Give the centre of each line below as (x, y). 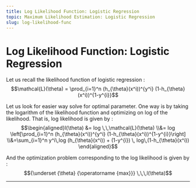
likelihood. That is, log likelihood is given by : (60, 119)
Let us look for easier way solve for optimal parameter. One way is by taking (97, 106)
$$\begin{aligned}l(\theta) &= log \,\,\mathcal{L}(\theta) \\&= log (98, 128)
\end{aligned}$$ (98, 147)
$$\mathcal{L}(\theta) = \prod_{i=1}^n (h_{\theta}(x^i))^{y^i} (82, 89)
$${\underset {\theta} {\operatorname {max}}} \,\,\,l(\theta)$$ (98, 173)
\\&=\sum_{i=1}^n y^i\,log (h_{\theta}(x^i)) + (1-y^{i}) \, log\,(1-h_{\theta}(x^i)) (98, 140)
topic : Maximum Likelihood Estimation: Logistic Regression (81, 17)
